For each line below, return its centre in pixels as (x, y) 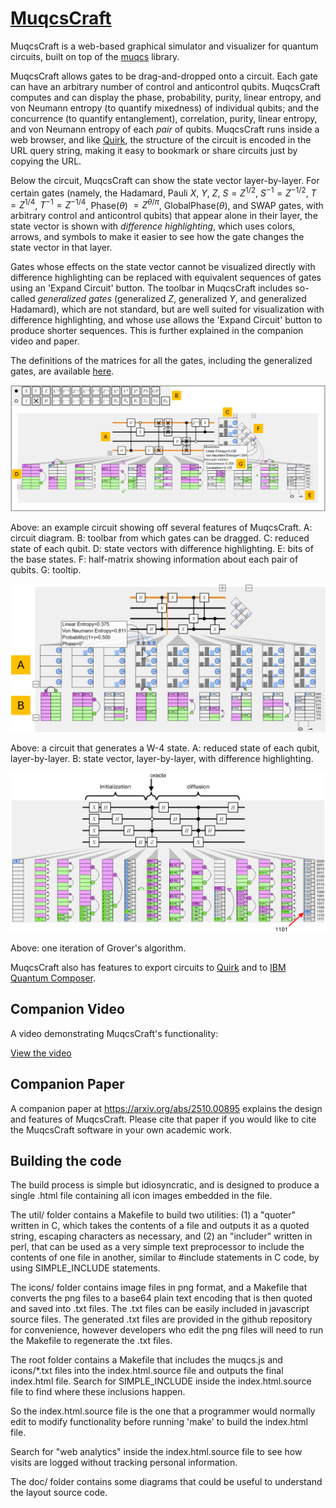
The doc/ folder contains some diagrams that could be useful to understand (166, 1482)
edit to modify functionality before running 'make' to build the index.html (159, 1422)
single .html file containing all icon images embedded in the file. (141, 1196)
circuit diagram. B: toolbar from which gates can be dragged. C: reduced (160, 538)
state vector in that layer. (61, 248)
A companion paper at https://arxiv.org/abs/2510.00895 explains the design (166, 1108)
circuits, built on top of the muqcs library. (95, 56)
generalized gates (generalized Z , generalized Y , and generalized (172, 299)
